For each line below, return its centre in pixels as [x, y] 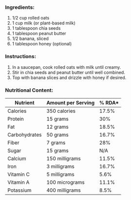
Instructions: [21, 57]
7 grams [56, 142]
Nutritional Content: [29, 90]
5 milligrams [60, 174]
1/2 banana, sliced [30, 39]
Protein [16, 119]
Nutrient [25, 102]
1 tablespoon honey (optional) [42, 44]
